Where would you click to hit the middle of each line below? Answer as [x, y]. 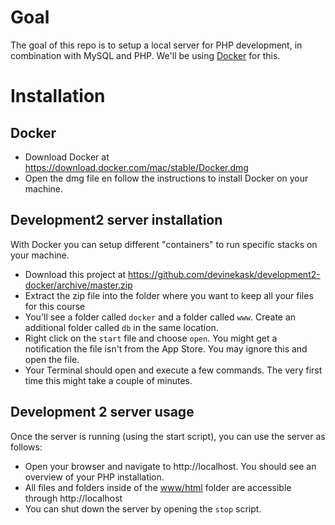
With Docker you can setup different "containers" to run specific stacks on [164, 244]
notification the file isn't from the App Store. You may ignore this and [166, 348]
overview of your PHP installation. [94, 477]
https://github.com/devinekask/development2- [224, 274]
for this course [55, 306]
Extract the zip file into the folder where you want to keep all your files [169, 295]
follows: [26, 447]
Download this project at [75, 274]
